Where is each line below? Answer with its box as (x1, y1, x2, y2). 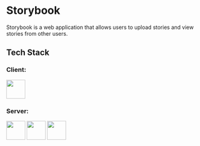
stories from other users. (6, 30, 68, 37)
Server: (6, 107, 29, 115)
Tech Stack (6, 48, 50, 58)
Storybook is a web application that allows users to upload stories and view (6, 24, 194, 31)
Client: (6, 66, 27, 74)
